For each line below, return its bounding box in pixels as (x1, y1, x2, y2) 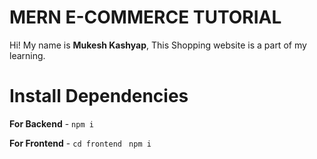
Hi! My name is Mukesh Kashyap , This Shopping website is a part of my (9, 39, 307, 51)
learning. (9, 49, 46, 61)
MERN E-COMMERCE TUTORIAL (9, 6, 282, 29)
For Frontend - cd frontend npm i (9, 137, 152, 149)
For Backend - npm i (9, 117, 94, 130)
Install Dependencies (9, 85, 189, 108)
